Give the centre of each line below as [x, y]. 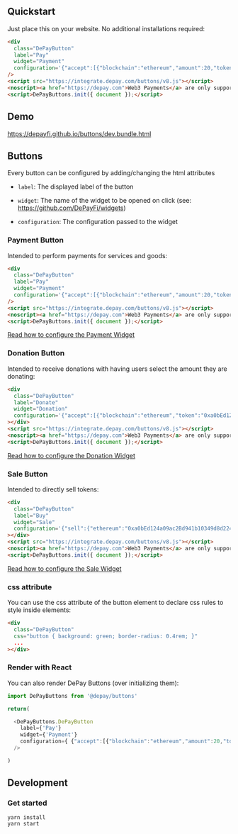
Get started [27, 803]
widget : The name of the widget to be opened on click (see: [104, 201]
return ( [19, 708]
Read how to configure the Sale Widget [64, 568]
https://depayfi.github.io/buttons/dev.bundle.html [79, 133]
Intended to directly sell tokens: [53, 489]
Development [38, 783]
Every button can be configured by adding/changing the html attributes [111, 173]
